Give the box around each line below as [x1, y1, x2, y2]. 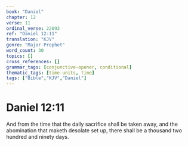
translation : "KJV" [6, 36, 55, 42]
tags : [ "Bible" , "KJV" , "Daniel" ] [6, 75, 87, 81]
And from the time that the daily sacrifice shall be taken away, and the [6, 120, 178, 128]
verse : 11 [6, 20, 31, 26]
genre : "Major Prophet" [6, 42, 66, 48]
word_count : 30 [6, 48, 44, 54]
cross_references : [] [6, 58, 60, 64]
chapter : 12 [6, 14, 36, 20]
